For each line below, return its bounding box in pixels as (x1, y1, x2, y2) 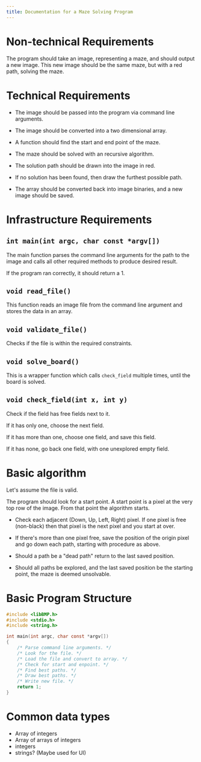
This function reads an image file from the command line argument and (6, 301, 182, 308)
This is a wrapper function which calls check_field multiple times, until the (6, 372, 191, 379)
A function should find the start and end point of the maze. (14, 138, 161, 145)
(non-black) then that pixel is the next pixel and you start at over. (14, 522, 176, 530)
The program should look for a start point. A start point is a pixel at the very (6, 498, 193, 505)
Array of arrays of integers (14, 736, 81, 743)
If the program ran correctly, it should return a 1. (6, 269, 125, 276)
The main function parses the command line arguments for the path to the (6, 251, 190, 258)
